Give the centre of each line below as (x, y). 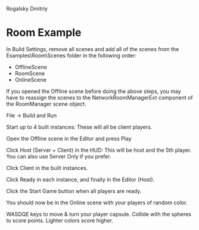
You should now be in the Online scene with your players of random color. (97, 203)
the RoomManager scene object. (46, 104)
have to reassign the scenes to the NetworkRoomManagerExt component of (99, 97)
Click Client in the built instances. (47, 168)
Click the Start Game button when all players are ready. (74, 191)
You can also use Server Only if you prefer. (59, 156)
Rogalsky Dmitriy (27, 9)
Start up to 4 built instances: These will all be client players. (79, 127)
